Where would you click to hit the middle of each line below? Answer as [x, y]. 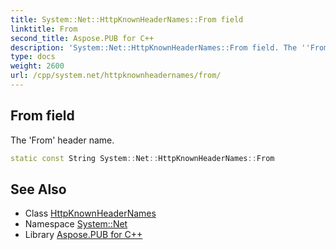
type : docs [33, 57]
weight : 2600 [37, 66]
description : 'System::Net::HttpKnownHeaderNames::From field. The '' [160, 47]
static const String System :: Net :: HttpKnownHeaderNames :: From [142, 158]
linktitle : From [44, 29]
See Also [38, 189]
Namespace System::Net [76, 224]
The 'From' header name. [62, 140]
